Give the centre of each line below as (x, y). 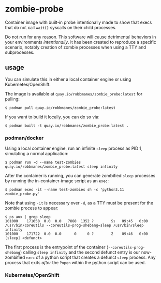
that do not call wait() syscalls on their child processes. (61, 27)
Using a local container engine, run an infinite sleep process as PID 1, (74, 148)
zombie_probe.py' (22, 194)
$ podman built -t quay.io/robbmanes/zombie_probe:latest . (67, 126)
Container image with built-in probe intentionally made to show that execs (79, 22)
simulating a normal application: (37, 154)
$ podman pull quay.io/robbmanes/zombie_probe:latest (60, 108)
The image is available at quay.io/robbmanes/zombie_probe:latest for (74, 94)
